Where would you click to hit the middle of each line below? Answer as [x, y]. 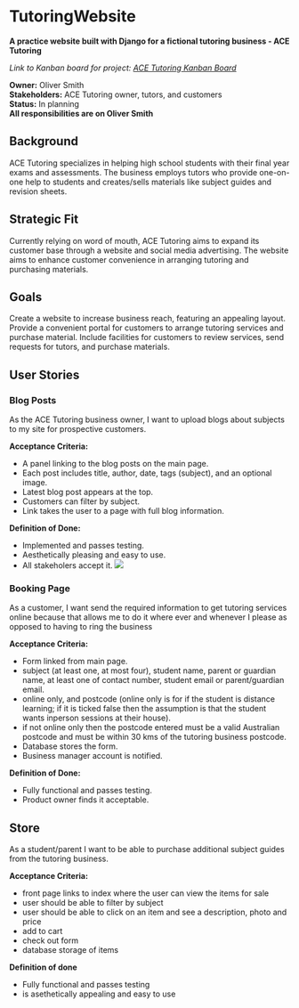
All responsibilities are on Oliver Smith [81, 113]
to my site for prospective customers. [78, 429]
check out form [50, 940]
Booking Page [40, 588]
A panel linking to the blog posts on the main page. [115, 464]
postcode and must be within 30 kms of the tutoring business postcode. [154, 737]
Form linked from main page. [75, 662]
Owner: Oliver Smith [47, 85]
